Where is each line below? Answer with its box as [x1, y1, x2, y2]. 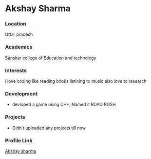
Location [5, 21, 27, 27]
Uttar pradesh [5, 31, 33, 37]
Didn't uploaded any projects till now [12, 125, 86, 131]
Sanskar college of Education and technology [5, 55, 96, 61]
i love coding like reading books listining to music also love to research [5, 78, 147, 84]
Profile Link [5, 137, 33, 144]
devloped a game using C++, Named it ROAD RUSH [12, 101, 116, 108]
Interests [5, 67, 27, 74]
